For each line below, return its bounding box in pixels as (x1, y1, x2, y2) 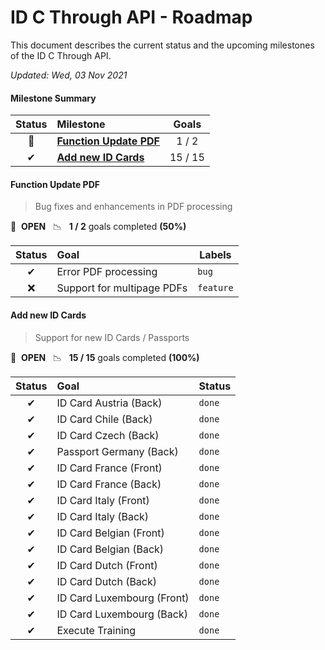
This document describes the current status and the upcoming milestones (10, 39, 315, 51)
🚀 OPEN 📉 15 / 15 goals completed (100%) (10, 351, 200, 363)
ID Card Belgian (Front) (56, 526, 165, 540)
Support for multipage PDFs (56, 281, 188, 295)
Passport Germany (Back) (56, 444, 179, 458)
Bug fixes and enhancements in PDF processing (34, 201, 233, 213)
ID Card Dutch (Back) (56, 574, 158, 588)
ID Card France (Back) (56, 477, 162, 491)
